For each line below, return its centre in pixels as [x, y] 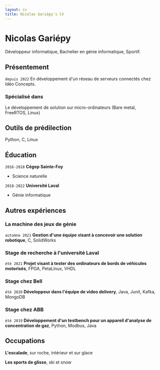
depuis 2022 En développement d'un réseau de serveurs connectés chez [78, 79]
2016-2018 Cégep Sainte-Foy [34, 167]
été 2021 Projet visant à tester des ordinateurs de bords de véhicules [76, 264]
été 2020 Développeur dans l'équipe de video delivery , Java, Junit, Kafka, [80, 292]
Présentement [27, 67]
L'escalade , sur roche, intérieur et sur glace [49, 352]
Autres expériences [36, 210]
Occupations [25, 341]
